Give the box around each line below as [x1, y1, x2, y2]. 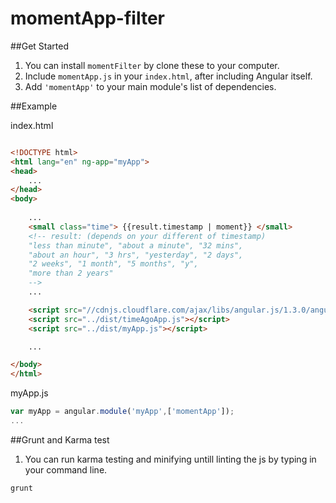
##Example [10, 100, 58, 112]
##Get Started [10, 40, 70, 52]
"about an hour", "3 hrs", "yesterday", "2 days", [28, 250, 244, 260]
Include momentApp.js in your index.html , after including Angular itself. [24, 70, 313, 82]
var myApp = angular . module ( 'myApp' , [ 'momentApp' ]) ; [10, 407, 235, 417]
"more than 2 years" [28, 268, 114, 279]
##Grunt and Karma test [10, 433, 110, 446]
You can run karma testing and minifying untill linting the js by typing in [24, 453, 317, 465]
